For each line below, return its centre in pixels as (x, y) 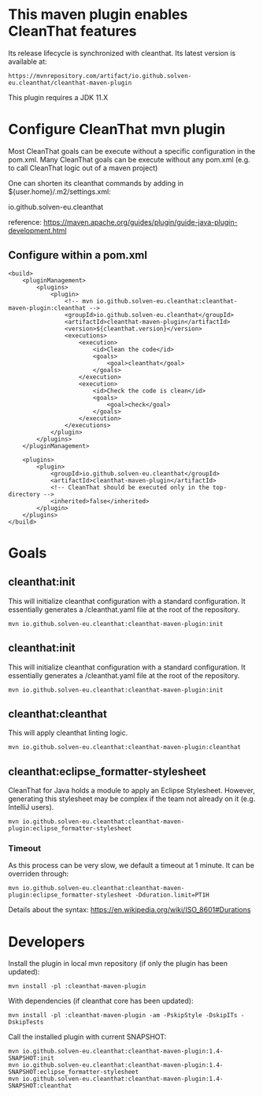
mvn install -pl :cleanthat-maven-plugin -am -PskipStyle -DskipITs (123, 1016)
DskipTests (26, 1023)
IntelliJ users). (31, 807)
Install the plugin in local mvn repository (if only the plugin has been (118, 964)
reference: (25, 222)
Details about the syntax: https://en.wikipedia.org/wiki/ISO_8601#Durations (130, 910)
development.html (37, 230)
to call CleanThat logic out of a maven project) (83, 168)
